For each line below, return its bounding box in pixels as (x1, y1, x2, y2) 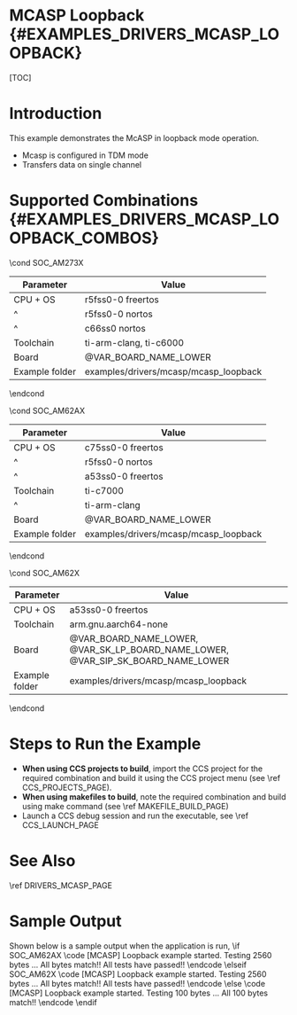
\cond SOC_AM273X (9, 257, 84, 268)
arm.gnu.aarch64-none (69, 618, 169, 630)
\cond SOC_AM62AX (9, 405, 86, 416)
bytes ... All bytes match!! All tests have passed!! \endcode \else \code (9, 978, 266, 988)
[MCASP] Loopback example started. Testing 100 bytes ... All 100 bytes (9, 988, 268, 998)
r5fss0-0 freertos (84, 293, 159, 306)
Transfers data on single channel (21, 159, 142, 169)
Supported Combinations (9, 191, 199, 211)
